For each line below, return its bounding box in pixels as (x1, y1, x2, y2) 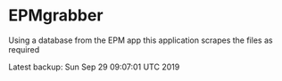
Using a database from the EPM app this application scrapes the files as (8, 35, 273, 45)
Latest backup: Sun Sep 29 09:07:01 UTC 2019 (8, 61, 180, 72)
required (8, 44, 40, 54)
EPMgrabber (8, 5, 104, 26)
